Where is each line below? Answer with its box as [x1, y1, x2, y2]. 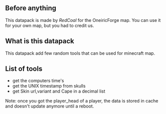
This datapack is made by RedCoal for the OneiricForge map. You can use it [5, 17, 161, 23]
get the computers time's [12, 78, 64, 84]
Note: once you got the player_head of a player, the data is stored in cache [5, 98, 159, 104]
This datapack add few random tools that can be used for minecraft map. [5, 50, 156, 56]
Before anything [5, 4, 56, 12]
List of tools [5, 65, 42, 73]
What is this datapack [5, 37, 74, 45]
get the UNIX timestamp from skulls [12, 83, 86, 89]
